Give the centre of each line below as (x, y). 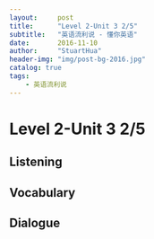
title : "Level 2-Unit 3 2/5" (74, 26)
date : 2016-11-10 (54, 43)
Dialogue (35, 222)
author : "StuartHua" (56, 51)
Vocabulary (43, 193)
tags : (19, 76)
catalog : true (36, 68)
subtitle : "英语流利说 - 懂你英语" (73, 34)
